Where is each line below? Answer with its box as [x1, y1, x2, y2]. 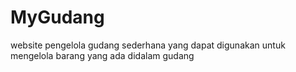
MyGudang [10, 6, 105, 29]
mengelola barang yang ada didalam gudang [10, 49, 195, 61]
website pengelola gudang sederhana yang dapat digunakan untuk [10, 39, 286, 51]
